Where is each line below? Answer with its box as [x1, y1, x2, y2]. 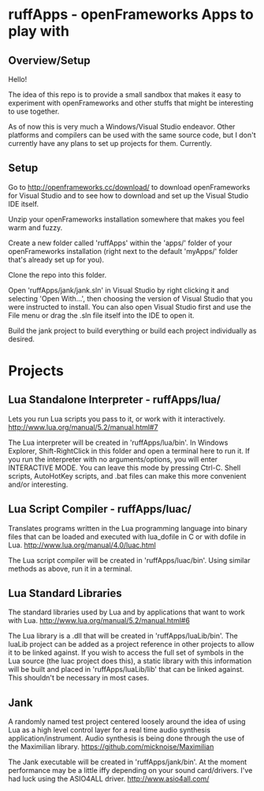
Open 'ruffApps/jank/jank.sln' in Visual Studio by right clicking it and [8, 285, 229, 295]
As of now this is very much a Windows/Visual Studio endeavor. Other [8, 122, 236, 131]
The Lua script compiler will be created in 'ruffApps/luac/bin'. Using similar [8, 555, 251, 565]
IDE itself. [8, 199, 39, 208]
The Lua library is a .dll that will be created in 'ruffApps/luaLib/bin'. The [8, 631, 238, 640]
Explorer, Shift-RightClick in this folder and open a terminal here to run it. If [8, 446, 251, 455]
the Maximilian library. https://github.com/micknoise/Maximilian [8, 742, 214, 752]
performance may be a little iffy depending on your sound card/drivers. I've [8, 766, 253, 775]
